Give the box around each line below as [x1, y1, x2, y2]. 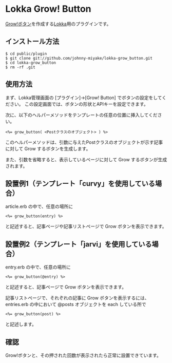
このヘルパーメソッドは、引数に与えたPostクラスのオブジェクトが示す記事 [5, 139, 163, 145]
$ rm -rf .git [5, 65, 36, 70]
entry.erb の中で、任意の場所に [5, 264, 71, 270]
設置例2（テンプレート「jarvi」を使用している [5, 240, 152, 249]
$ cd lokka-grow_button [5, 60, 56, 65]
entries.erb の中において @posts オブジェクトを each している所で [5, 301, 146, 308]
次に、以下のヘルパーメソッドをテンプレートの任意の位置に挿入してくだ [5, 111, 158, 118]
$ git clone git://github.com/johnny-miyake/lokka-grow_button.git [5, 55, 153, 61]
